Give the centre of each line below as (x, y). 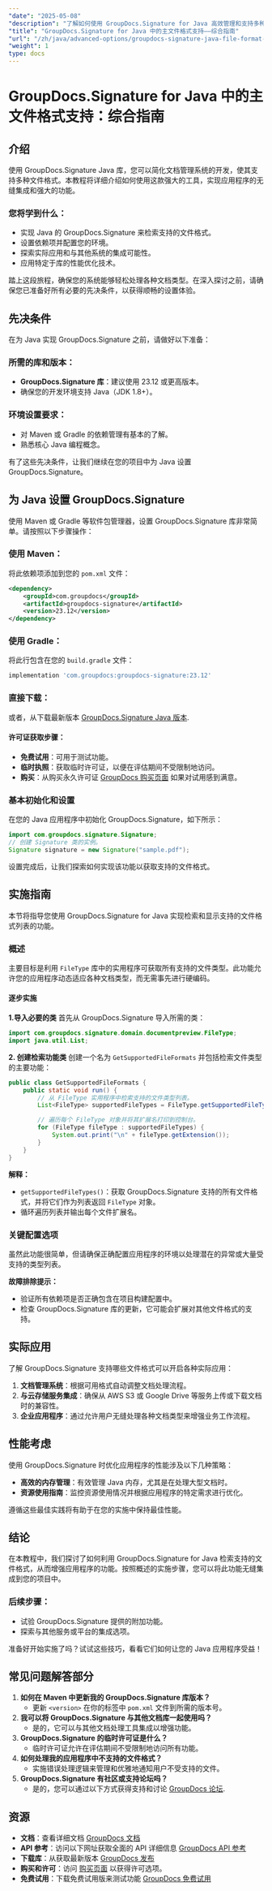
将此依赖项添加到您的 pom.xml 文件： (69, 573)
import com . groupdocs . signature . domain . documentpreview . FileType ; (123, 1033)
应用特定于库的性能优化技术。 (70, 263)
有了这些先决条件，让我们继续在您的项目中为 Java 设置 (100, 461)
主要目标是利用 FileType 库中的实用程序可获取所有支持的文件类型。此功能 (132, 967)
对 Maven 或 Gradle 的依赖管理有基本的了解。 (96, 434)
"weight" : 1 (28, 46)
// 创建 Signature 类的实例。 (55, 842)
